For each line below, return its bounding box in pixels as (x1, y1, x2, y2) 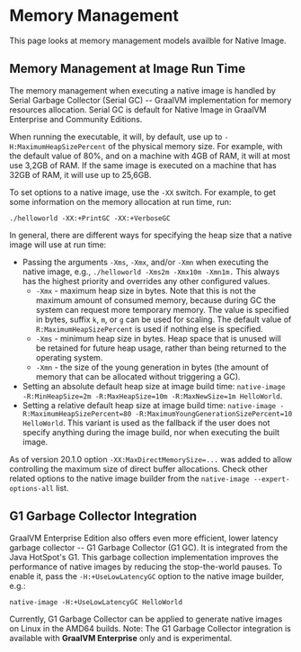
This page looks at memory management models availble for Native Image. (9, 35, 287, 46)
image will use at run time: (9, 239, 107, 250)
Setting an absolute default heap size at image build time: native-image (22, 380, 286, 391)
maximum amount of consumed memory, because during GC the (35, 294, 277, 306)
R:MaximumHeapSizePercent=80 (22, 409, 132, 418)
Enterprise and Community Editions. (9, 113, 143, 124)
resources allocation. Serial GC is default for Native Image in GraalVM (9, 104, 267, 115)
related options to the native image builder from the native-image (9, 473, 250, 484)
